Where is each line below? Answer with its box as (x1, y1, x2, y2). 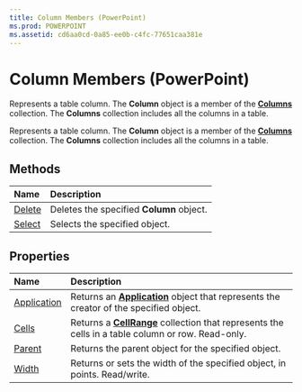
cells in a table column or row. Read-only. (70, 327, 247, 340)
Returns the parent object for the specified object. (70, 342, 281, 354)
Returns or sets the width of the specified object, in (70, 357, 287, 369)
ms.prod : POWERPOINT (9, 22, 87, 31)
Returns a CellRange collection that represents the (70, 316, 284, 329)
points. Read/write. (70, 368, 150, 380)
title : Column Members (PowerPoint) (9, 13, 147, 23)
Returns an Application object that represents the (70, 290, 280, 303)
